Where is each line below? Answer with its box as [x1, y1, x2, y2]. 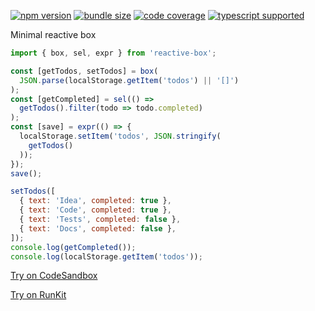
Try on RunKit [10, 289, 67, 301]
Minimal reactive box [10, 29, 97, 40]
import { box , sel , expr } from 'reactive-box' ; [10, 48, 217, 58]
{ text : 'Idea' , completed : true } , [19, 196, 172, 206]
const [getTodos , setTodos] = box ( [10, 66, 159, 76]
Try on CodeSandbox [10, 270, 98, 282]
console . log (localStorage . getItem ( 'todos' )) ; [10, 251, 203, 262]
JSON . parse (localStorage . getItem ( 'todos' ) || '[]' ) [19, 75, 240, 85]
